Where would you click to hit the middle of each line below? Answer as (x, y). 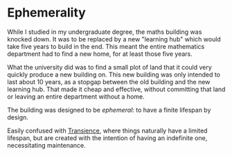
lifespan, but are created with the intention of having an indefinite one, (107, 138)
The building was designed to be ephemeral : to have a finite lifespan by (109, 110)
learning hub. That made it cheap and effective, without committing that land (116, 89)
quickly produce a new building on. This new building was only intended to (114, 75)
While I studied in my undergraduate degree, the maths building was (105, 32)
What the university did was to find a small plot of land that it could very (110, 67)
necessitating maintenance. (47, 145)
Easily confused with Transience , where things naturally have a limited (107, 130)
